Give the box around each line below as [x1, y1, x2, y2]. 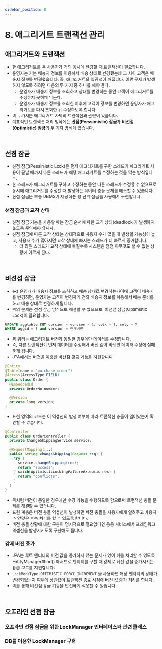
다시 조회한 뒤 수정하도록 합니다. [36, 106, 97, 112]
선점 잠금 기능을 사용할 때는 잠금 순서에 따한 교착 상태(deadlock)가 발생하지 [12, 219, 155, 225]
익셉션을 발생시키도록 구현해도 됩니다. [12, 527, 84, 533]
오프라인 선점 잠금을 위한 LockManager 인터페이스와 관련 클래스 [5, 624, 147, 631]
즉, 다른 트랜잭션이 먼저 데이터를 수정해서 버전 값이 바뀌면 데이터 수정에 [12, 342, 147, 348]
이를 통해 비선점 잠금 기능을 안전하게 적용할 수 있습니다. [12, 583, 117, 588]
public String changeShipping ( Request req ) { [9, 452, 103, 456]
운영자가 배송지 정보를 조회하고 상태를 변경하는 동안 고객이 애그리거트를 [19, 88, 154, 94]
